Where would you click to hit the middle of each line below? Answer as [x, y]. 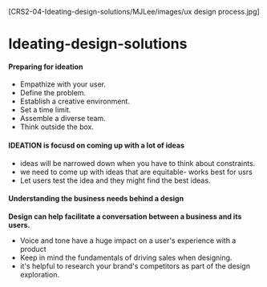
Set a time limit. [45, 110]
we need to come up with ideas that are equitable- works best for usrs [136, 172]
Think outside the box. [57, 127]
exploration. [40, 274]
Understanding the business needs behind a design [96, 199]
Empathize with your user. [63, 84]
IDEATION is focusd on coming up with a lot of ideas [96, 145]
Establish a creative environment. [75, 101]
